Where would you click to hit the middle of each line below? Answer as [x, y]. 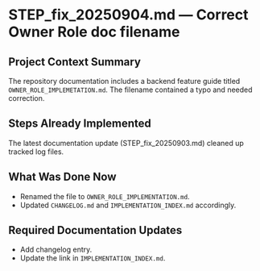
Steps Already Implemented [80, 124]
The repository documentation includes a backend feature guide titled [124, 81]
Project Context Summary [74, 62]
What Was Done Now [62, 177]
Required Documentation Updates [95, 230]
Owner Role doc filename [94, 32]
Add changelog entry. [56, 250]
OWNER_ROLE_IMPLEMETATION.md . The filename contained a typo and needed [130, 90]
